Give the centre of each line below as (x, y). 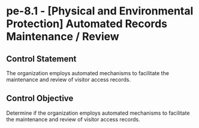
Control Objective (40, 98)
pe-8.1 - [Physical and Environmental (100, 11)
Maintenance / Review (63, 37)
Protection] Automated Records (87, 24)
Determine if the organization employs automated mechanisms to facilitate (98, 113)
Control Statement (41, 59)
